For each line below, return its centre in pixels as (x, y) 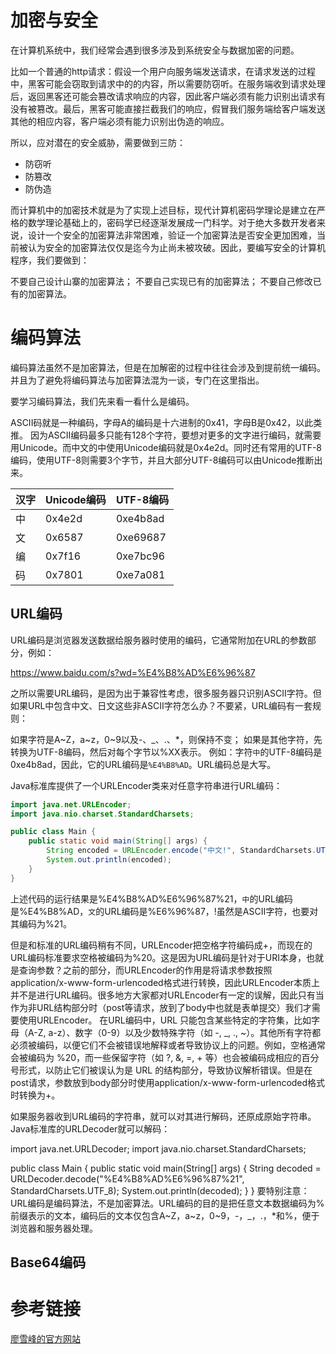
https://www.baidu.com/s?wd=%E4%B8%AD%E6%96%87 (133, 672)
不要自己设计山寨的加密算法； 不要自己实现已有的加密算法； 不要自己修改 (161, 281)
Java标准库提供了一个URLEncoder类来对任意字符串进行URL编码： (146, 785)
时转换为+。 (35, 1095)
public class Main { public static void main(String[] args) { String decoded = (166, 1168)
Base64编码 (48, 1262)
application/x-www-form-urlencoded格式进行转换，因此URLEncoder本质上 (165, 982)
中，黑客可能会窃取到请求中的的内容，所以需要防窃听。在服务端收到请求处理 (168, 83)
